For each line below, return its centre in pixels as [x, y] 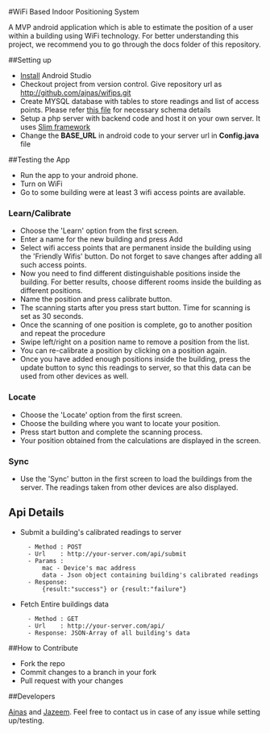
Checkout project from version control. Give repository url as [121, 84]
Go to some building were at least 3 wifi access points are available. [133, 192]
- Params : [46, 561]
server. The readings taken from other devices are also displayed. [129, 487]
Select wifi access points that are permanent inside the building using [135, 248]
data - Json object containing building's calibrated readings [150, 575]
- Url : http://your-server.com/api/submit [107, 554]
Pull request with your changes [71, 681]
